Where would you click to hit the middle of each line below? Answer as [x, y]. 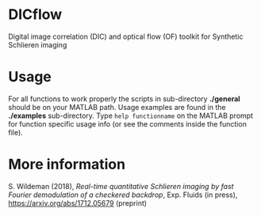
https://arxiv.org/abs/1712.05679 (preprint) [78, 203]
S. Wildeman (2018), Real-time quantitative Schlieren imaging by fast [121, 186]
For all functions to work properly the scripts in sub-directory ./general [124, 99]
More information [67, 165]
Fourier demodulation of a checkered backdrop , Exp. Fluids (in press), [123, 195]
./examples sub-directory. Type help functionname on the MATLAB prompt [131, 116]
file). [16, 132]
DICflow [35, 15]
